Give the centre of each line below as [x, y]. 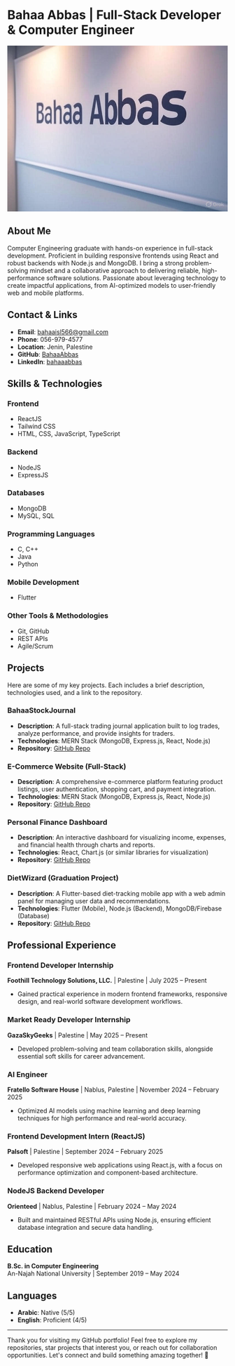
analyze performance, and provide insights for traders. [96, 733]
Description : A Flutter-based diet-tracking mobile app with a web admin [121, 893]
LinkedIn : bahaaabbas [50, 362]
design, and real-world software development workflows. [100, 1002]
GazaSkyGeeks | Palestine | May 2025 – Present [78, 1035]
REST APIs [33, 638]
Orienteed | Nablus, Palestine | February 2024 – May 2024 [92, 1206]
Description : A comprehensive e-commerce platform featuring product [120, 782]
